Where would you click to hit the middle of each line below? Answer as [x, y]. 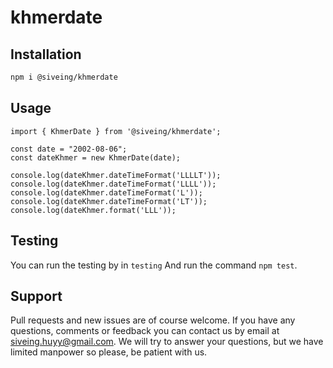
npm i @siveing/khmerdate [64, 77]
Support [36, 296]
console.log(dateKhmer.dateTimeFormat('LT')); [109, 201]
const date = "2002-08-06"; [69, 149]
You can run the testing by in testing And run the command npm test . [154, 265]
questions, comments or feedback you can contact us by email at [145, 331]
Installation [46, 54]
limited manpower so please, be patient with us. [109, 352]
